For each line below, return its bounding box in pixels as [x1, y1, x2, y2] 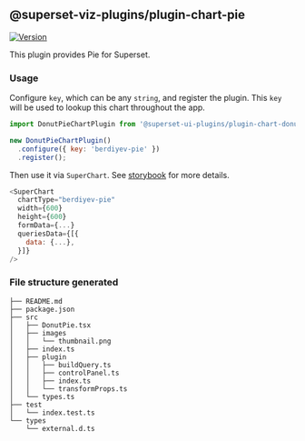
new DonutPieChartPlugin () [9, 135, 112, 145]
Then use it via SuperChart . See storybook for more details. [9, 169, 230, 180]
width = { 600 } [17, 204, 64, 213]
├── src [9, 313, 39, 322]
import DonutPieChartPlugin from [9, 120, 136, 129]
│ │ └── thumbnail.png [9, 336, 112, 346]
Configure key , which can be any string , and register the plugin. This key [9, 93, 282, 104]
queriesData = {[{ [17, 229, 79, 238]
